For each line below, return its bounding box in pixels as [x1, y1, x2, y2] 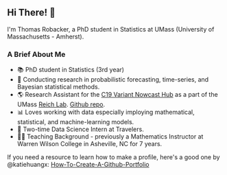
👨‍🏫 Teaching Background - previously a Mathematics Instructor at [16, 132, 204, 141]
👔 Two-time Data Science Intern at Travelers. [16, 125, 144, 134]
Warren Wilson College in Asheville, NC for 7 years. [16, 140, 163, 148]
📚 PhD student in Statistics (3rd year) [16, 66, 125, 74]
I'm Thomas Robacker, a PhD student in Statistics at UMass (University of [7, 25, 215, 33]
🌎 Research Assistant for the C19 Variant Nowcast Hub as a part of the [16, 91, 218, 99]
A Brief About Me [7, 49, 66, 59]
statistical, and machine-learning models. [16, 118, 134, 126]
